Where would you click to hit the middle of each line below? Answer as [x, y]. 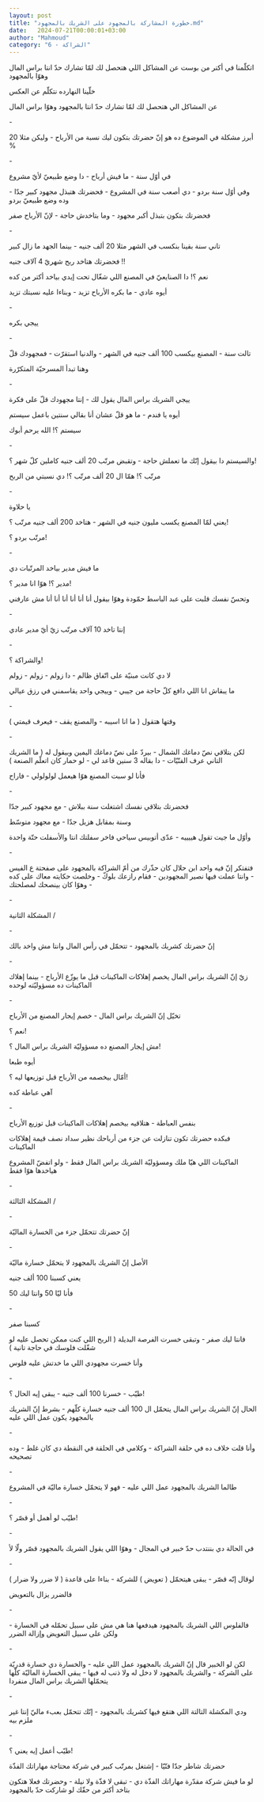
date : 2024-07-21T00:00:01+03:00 [68, 30]
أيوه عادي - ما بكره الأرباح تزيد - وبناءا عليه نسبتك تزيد [88, 292]
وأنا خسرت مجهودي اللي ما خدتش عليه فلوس [76, 1363]
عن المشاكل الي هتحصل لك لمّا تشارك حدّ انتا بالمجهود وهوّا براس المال [113, 107]
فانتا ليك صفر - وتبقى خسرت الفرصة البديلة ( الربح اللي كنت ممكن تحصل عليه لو [127, 1339]
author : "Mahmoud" [39, 38]
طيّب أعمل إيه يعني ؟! [41, 1751]
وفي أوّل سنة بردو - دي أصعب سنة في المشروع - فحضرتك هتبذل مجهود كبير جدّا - [130, 192]
